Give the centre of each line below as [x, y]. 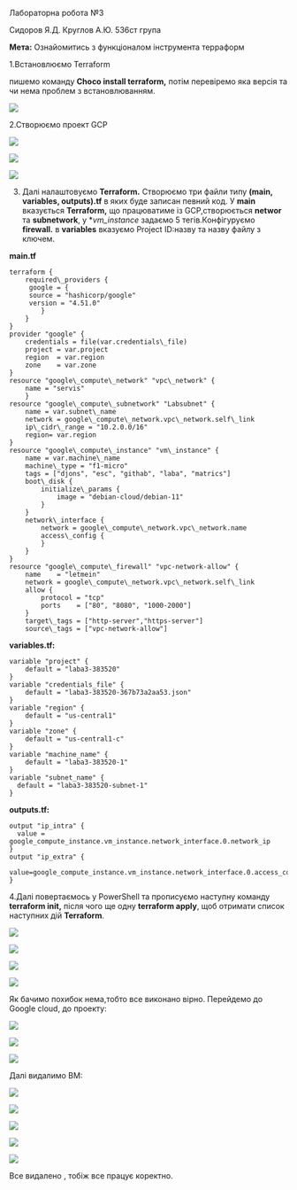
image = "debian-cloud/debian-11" [120, 497]
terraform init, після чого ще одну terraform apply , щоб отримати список [147, 906]
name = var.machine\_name [73, 458]
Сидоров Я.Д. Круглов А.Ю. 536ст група [85, 30]
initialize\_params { [81, 489]
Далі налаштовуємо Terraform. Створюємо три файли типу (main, [147, 191]
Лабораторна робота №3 [57, 13]
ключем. [38, 239]
